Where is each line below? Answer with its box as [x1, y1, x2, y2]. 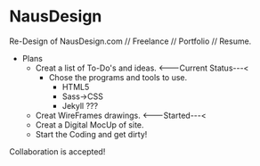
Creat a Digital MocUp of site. [35, 119, 144, 130]
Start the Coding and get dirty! [35, 129, 148, 139]
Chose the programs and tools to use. [48, 71, 188, 82]
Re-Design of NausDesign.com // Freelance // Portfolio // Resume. [9, 36, 252, 46]
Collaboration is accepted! [9, 145, 106, 157]
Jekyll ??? [61, 100, 99, 111]
